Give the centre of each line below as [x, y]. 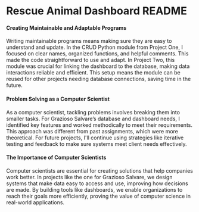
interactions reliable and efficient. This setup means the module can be [93, 73]
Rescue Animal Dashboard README [97, 11]
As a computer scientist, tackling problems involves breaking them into [93, 112]
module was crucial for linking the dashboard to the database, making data [98, 66]
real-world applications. [35, 202]
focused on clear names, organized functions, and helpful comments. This [97, 54]
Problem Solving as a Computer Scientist [58, 99]
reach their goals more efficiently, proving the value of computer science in [98, 196]
